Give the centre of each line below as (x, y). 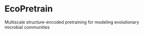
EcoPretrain (29, 9)
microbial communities (27, 27)
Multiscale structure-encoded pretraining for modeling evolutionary (72, 22)
